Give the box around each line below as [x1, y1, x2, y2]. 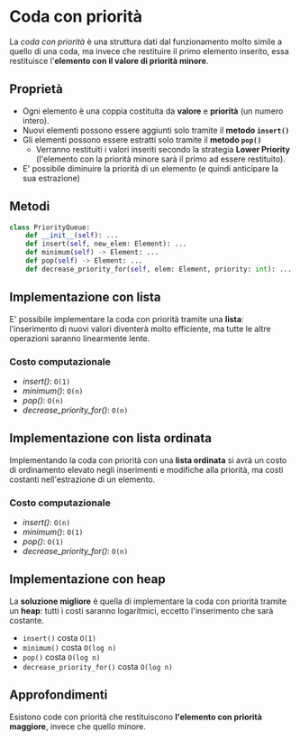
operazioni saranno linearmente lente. [9, 332, 150, 344]
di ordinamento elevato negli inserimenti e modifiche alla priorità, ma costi [9, 464, 284, 475]
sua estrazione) [22, 172, 81, 183]
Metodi [9, 199, 50, 214]
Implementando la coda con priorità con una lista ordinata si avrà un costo [9, 454, 287, 466]
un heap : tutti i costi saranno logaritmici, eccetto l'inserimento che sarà [9, 605, 274, 616]
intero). [22, 115, 50, 125]
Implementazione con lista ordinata [9, 431, 212, 446]
